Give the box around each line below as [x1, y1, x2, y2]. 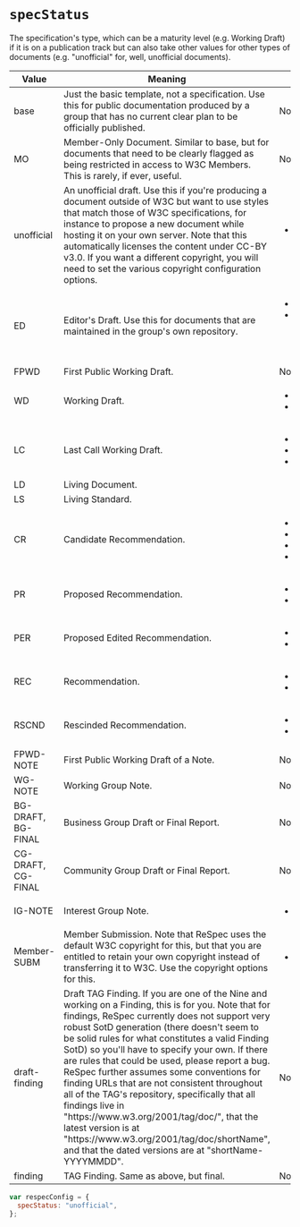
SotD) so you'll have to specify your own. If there [63, 1043, 268, 1055]
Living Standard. [63, 492, 132, 505]
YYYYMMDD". [63, 1155, 124, 1167]
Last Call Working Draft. [63, 443, 163, 456]
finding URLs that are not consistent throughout [63, 1077, 263, 1089]
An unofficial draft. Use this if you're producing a [63, 183, 268, 196]
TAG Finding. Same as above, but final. [63, 1170, 225, 1182]
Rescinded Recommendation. [63, 719, 187, 731]
